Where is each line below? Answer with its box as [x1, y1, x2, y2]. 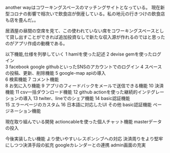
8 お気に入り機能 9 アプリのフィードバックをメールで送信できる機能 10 [5, 83, 154, 88]
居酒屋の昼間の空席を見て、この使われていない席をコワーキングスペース [5, 28, 156, 34]
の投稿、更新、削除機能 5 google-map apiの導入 [5, 70, 106, 76]
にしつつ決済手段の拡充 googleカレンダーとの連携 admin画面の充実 [5, 142, 146, 148]
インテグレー [137, 89, 164, 95]
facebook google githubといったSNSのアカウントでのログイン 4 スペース [9, 64, 162, 70]
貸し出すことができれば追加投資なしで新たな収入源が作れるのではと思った [9, 34, 165, 40]
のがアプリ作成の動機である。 [5, 40, 67, 46]
